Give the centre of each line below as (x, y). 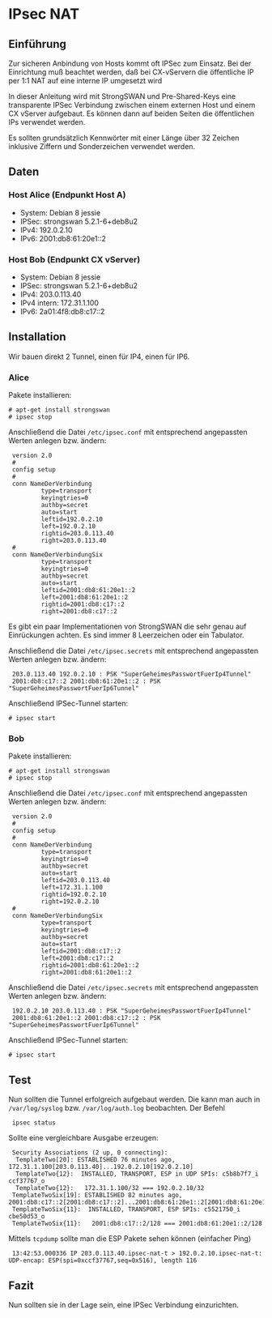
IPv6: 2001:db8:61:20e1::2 (63, 238)
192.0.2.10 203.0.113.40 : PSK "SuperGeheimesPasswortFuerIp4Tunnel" (132, 1011)
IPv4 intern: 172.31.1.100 (59, 303)
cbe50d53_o (27, 1217)
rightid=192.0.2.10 (74, 895)
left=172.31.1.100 (72, 888)
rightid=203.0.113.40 (77, 534)
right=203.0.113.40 (74, 541)
